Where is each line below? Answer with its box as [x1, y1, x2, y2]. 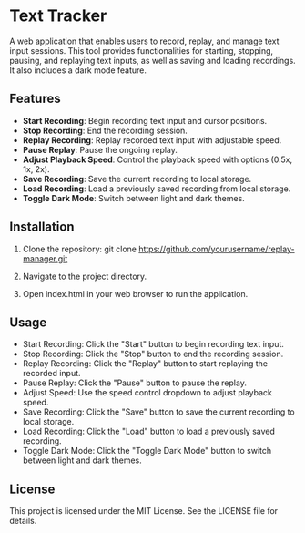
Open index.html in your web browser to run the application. [22, 288, 249, 299]
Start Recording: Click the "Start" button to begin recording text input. [22, 339, 285, 350]
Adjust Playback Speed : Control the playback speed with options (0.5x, [22, 154, 293, 165]
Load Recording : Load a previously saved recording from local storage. [22, 183, 291, 194]
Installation [9, 220, 75, 235]
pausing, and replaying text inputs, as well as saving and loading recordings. [9, 55, 296, 66]
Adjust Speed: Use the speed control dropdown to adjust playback [22, 387, 273, 398]
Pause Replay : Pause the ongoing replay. [22, 144, 178, 155]
